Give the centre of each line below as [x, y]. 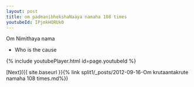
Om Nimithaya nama [30, 39]
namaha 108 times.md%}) [37, 78]
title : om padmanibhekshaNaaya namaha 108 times [67, 17]
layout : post [22, 11]
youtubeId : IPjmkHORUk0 [35, 22]
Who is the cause [35, 50]
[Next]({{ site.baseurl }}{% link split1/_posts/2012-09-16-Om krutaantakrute [97, 72]
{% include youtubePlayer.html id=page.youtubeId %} [71, 61]
